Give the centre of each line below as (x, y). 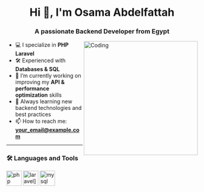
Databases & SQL (37, 69)
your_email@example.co (47, 130)
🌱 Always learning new (44, 101)
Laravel (25, 53)
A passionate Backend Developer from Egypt (102, 32)
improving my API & (40, 82)
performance (32, 89)
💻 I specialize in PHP (42, 45)
